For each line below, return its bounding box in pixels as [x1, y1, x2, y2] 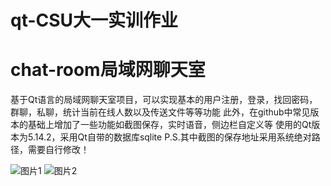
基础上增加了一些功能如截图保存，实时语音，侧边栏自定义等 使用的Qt [27, 119, 312, 131]
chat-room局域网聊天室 [10, 59, 206, 81]
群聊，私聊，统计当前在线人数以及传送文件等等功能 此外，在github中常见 [10, 106, 311, 118]
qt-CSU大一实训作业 [10, 9, 179, 32]
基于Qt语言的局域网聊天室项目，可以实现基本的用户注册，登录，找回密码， [10, 94, 318, 106]
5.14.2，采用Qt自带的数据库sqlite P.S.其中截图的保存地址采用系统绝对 [27, 131, 312, 143]
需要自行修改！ [27, 144, 90, 156]
